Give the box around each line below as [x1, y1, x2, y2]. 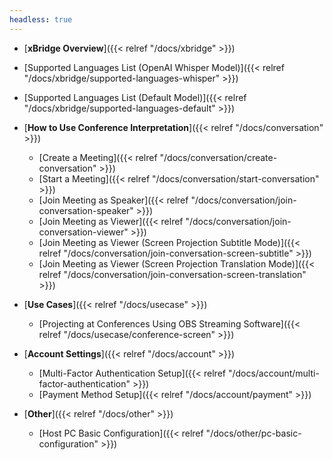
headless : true [9, 14, 73, 25]
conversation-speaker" [38, 204, 134, 216]
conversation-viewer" [38, 226, 129, 238]
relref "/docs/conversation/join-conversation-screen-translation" [38, 268, 307, 280]
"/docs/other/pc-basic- [205, 427, 302, 439]
